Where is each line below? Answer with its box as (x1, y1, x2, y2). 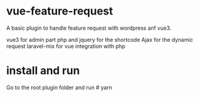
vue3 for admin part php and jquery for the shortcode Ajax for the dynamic (6, 36, 194, 43)
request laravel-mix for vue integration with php (6, 42, 126, 50)
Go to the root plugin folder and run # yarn (6, 84, 112, 91)
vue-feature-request (6, 4, 113, 18)
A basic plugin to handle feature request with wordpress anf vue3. (6, 24, 172, 32)
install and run (6, 64, 80, 78)
